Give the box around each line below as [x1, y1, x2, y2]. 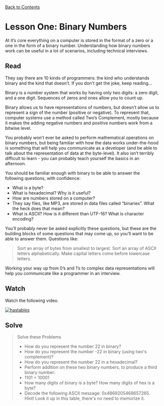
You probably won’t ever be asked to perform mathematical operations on [5, 135, 154, 140]
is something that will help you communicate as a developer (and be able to [5, 145, 158, 151]
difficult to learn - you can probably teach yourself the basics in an [5, 155, 140, 161]
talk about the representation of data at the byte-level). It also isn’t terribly [5, 150, 154, 156]
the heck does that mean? [12, 205, 65, 211]
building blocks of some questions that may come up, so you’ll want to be [5, 230, 154, 236]
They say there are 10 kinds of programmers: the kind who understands [5, 75, 149, 81]
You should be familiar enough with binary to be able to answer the [5, 170, 141, 176]
